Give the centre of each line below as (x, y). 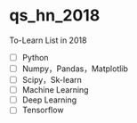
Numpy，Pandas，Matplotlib (75, 69)
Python (35, 57)
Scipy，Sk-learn (52, 80)
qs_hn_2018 (55, 16)
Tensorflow (43, 110)
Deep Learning (49, 100)
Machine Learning (55, 90)
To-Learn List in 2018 (48, 40)
